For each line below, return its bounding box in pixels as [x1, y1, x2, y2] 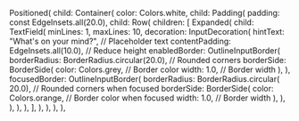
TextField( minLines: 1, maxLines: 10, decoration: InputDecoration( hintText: [9, 27, 285, 36]
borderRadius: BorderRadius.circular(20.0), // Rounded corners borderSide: [9, 55, 287, 65]
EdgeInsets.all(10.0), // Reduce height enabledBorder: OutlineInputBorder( [9, 45, 281, 56]
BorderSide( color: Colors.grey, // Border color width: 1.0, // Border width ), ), [9, 64, 291, 75]
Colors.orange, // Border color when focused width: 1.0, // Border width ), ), [9, 93, 286, 103]
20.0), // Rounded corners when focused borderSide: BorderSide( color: [9, 84, 274, 93]
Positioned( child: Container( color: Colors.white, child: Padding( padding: [9, 8, 280, 18]
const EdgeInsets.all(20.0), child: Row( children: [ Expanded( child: [9, 17, 254, 28]
